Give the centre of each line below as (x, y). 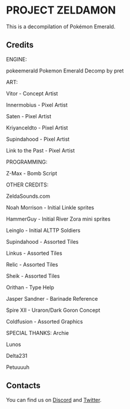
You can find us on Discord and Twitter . (54, 400)
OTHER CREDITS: (27, 184)
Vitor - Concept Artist (32, 93)
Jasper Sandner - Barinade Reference (52, 298)
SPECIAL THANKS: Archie (38, 332)
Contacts (24, 386)
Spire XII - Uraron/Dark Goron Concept (53, 310)
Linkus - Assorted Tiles (34, 253)
